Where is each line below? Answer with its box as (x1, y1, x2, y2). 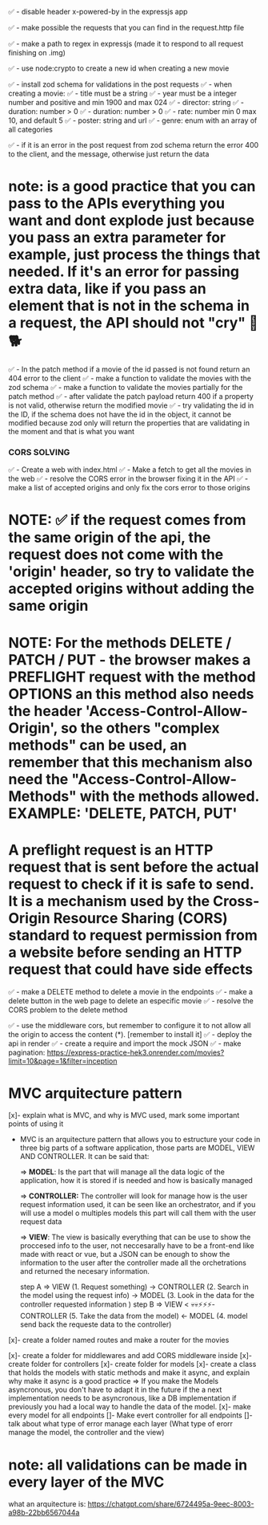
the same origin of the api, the (8, 529, 211, 547)
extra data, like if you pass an (8, 280, 206, 298)
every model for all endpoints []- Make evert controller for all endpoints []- (8, 1410, 254, 1420)
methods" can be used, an (8, 736, 187, 754)
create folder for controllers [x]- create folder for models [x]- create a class (8, 1360, 257, 1369)
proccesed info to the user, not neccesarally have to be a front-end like (19, 1241, 254, 1250)
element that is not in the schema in (8, 297, 250, 315)
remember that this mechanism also (8, 753, 254, 771)
